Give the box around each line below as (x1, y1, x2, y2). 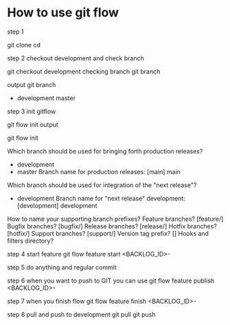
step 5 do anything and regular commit (7, 263, 117, 272)
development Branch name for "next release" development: (16, 194, 185, 202)
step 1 (7, 27, 24, 36)
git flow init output (7, 120, 58, 128)
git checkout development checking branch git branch (7, 67, 161, 75)
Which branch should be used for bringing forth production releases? (7, 147, 203, 155)
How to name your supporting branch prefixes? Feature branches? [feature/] (7, 215, 224, 223)
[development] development (16, 201, 97, 210)
